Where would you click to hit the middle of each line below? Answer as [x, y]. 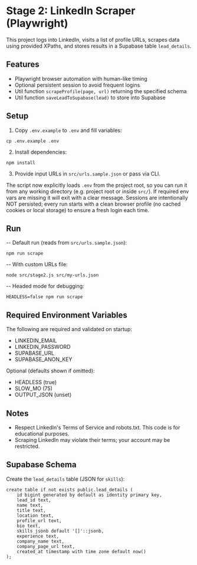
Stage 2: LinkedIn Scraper [71, 11]
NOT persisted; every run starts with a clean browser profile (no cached [93, 204]
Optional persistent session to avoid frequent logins [77, 85]
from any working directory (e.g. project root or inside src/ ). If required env [98, 191]
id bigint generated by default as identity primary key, [89, 495]
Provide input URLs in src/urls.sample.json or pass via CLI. [88, 174]
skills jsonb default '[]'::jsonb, [60, 531]
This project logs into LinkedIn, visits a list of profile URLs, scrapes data [93, 39]
